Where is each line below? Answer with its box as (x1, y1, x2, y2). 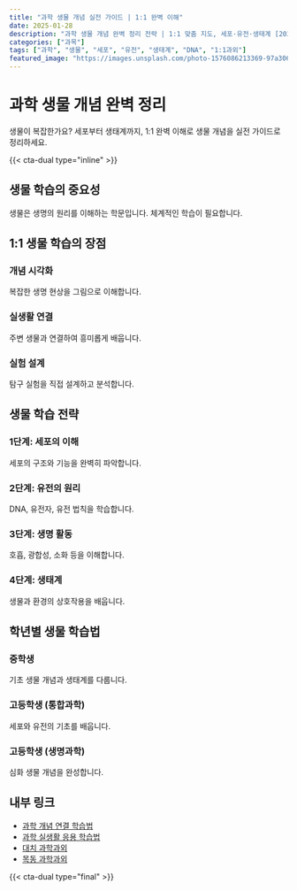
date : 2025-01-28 (9, 21, 73, 30)
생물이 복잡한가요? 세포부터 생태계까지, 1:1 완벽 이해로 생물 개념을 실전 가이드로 (9, 126, 281, 136)
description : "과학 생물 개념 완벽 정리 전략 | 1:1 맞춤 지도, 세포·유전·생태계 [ (9, 29, 279, 38)
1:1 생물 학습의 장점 (9, 236, 107, 251)
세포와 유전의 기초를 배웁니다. (9, 720, 111, 731)
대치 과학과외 (21, 842, 68, 853)
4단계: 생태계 (9, 574, 63, 587)
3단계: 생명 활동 (9, 527, 73, 540)
